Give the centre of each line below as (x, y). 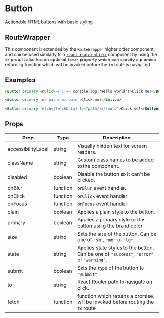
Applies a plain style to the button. (116, 212)
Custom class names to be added (115, 160)
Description (117, 138)
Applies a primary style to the (111, 220)
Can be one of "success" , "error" (115, 254)
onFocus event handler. (103, 204)
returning (14, 64)
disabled (17, 177)
